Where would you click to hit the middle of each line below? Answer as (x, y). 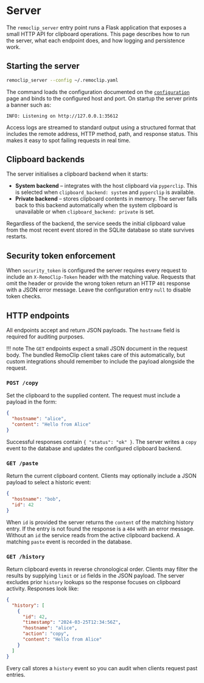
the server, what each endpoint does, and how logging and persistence (96, 40)
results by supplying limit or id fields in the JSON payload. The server (95, 575)
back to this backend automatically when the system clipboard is (97, 206)
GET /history (26, 556)
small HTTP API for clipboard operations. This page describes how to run (98, 34)
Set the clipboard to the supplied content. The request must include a (93, 395)
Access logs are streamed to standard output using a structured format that (101, 127)
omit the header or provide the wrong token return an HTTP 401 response (98, 284)
